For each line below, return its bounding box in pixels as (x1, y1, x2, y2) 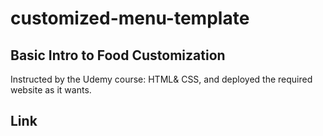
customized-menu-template (10, 7, 250, 30)
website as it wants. (10, 84, 92, 96)
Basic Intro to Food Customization (10, 47, 226, 64)
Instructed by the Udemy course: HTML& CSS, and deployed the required (10, 73, 313, 85)
